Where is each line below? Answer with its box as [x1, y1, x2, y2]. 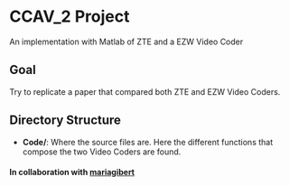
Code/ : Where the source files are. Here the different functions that [22, 136, 274, 147]
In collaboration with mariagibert [9, 167, 135, 178]
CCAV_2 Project [9, 6, 130, 27]
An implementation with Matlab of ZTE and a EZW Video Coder [9, 36, 244, 47]
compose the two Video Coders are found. [22, 146, 182, 157]
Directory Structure [9, 113, 122, 128]
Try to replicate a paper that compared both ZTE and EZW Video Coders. [9, 86, 281, 97]
